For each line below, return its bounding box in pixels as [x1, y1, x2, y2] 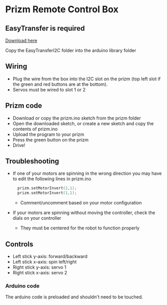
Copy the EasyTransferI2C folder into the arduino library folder [5, 48, 136, 53]
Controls [5, 240, 34, 248]
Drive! [12, 142, 25, 148]
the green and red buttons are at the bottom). [12, 81, 108, 87]
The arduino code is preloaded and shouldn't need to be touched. [5, 294, 144, 300]
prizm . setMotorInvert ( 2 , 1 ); [17, 185, 77, 191]
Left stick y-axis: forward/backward [12, 253, 88, 259]
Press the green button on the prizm [12, 136, 89, 143]
